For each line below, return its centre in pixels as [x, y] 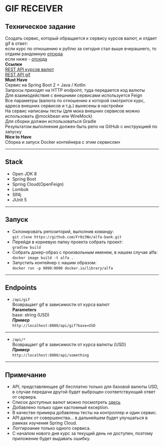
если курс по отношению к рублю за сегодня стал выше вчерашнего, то [81, 49]
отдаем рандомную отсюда [34, 54]
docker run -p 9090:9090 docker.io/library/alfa [62, 268]
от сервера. [25, 397]
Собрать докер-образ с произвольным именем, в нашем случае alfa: [85, 252]
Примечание [26, 375]
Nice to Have [18, 137]
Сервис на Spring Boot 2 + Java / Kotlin [45, 85]
